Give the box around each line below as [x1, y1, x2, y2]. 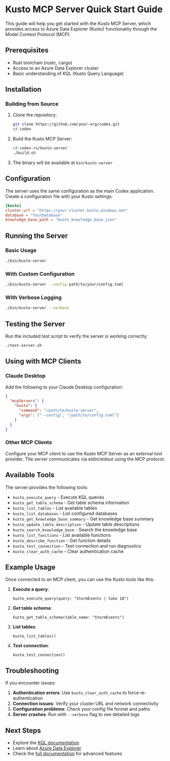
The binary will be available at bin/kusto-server [12, 159, 113, 166]
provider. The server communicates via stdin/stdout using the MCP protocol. [5, 456, 165, 462]
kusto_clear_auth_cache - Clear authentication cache [12, 548, 124, 554]
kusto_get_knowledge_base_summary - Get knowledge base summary [12, 515, 154, 522]
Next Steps [5, 726, 41, 735]
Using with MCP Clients [5, 357, 81, 366]
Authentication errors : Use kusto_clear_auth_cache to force [12, 690, 139, 696]
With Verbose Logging [5, 294, 62, 301]
